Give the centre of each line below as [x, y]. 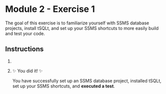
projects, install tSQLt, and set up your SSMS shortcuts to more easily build [82, 28]
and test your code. [25, 33]
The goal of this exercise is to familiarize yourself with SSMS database [77, 23]
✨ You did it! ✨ [28, 71]
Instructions [24, 49]
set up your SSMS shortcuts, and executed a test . [64, 86]
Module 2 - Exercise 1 [50, 9]
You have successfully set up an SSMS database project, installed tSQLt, [87, 81]
